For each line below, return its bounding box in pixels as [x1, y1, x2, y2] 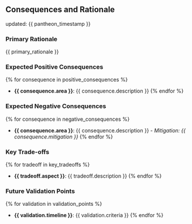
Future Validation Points [5, 187, 76, 195]
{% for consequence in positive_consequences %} [5, 76, 128, 83]
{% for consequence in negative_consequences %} [5, 116, 130, 123]
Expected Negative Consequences [5, 102, 107, 110]
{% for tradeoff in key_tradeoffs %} [5, 161, 90, 168]
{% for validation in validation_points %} [5, 201, 102, 208]
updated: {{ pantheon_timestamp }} [5, 20, 91, 27]
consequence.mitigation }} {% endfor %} [13, 133, 114, 140]
